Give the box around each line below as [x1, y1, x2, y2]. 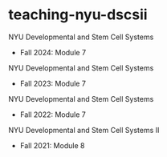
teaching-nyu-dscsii [8, 6, 148, 24]
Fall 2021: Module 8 [19, 140, 85, 150]
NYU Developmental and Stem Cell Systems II [8, 125, 160, 135]
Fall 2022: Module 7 [19, 110, 87, 119]
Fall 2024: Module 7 [19, 47, 87, 57]
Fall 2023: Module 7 [19, 78, 87, 88]
